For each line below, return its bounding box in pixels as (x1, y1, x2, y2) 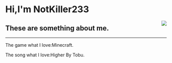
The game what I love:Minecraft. (5, 42, 74, 48)
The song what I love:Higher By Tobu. (5, 52, 85, 58)
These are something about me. (5, 24, 109, 33)
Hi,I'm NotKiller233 (5, 4, 90, 15)
